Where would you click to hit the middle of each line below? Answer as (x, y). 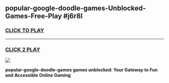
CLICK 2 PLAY (23, 49)
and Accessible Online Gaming (38, 75)
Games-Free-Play (33, 16)
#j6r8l (73, 16)
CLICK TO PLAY (25, 31)
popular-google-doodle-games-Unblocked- (76, 8)
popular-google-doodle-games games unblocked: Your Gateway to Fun (81, 69)
